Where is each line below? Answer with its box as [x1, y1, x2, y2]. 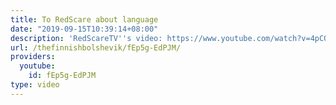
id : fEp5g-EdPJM [28, 71, 97, 81]
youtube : [19, 61, 56, 71]
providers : [10, 52, 56, 62]
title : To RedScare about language [10, 14, 159, 25]
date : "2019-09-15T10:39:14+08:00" [10, 24, 159, 34]
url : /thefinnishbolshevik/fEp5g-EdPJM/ [10, 42, 182, 53]
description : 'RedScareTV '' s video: [10, 33, 163, 43]
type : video [10, 80, 60, 90]
